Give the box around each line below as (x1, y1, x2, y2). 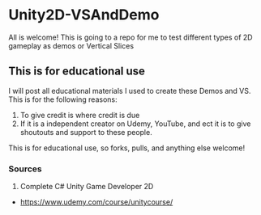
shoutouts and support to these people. (19, 127, 152, 137)
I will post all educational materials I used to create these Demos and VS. (8, 86, 251, 95)
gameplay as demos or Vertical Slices (8, 40, 135, 50)
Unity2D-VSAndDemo (8, 6, 160, 24)
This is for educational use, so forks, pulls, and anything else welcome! (8, 143, 246, 153)
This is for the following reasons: (8, 95, 118, 104)
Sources (8, 163, 42, 175)
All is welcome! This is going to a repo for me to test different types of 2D (8, 32, 253, 42)
